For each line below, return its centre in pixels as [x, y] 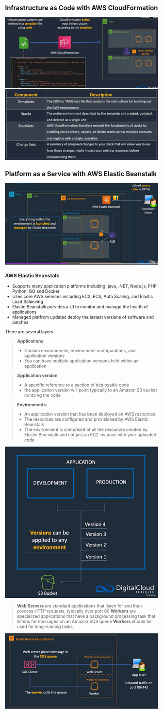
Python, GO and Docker [36, 291]
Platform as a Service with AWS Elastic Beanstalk [81, 174]
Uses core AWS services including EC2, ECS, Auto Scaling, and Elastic [82, 296]
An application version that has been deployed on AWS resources [90, 414]
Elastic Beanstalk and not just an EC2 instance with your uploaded [90, 434]
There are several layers [29, 331]
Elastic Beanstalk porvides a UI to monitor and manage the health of [80, 306]
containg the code [42, 395]
